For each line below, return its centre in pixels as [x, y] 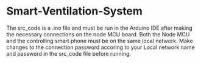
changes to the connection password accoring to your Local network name [100, 47]
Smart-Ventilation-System [75, 11]
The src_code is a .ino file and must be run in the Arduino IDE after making [100, 28]
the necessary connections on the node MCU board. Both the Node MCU [98, 34]
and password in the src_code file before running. [69, 53]
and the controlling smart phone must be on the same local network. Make [100, 41]
